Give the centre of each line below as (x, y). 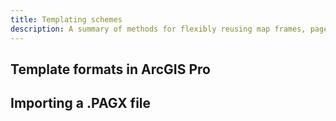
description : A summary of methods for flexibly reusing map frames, (158, 29)
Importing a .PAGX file (81, 103)
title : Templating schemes (66, 19)
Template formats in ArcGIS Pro (110, 69)
